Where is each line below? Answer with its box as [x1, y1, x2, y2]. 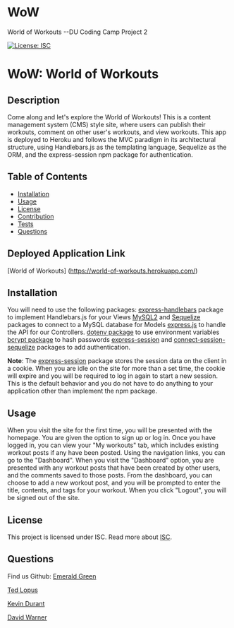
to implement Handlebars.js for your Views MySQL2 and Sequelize [7, 313, 201, 321]
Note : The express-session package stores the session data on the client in [7, 357, 227, 365]
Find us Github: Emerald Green [7, 571, 97, 580]
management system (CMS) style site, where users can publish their [7, 120, 206, 129]
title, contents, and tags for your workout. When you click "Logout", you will [7, 486, 227, 494]
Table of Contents [7, 171, 88, 183]
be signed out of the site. [7, 494, 80, 502]
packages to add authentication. [36, 343, 130, 352]
